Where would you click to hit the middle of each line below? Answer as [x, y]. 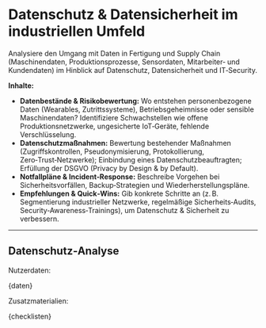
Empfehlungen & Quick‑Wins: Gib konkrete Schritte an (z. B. [119, 193]
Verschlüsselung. [48, 134]
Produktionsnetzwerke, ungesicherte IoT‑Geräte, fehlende [114, 126]
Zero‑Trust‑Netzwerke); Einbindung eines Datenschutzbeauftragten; [131, 159]
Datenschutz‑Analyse [64, 251]
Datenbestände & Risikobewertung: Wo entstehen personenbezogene [135, 101]
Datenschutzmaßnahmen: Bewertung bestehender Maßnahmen [125, 143]
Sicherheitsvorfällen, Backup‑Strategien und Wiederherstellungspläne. [135, 185]
